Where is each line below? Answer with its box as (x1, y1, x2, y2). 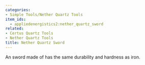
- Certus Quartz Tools (5, 31, 53, 36)
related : (5, 26, 24, 31)
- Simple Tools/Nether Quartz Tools (5, 12, 83, 17)
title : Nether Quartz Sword (5, 40, 65, 45)
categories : (5, 7, 31, 13)
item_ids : (5, 17, 26, 22)
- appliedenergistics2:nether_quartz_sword (10, 21, 103, 27)
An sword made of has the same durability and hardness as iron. (5, 54, 141, 60)
